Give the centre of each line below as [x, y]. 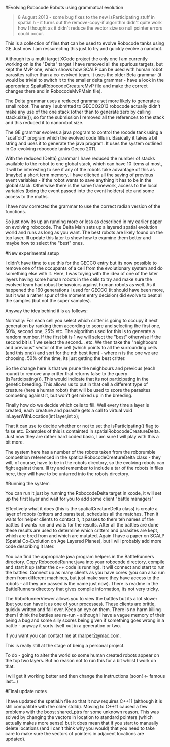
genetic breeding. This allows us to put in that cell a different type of [77, 384]
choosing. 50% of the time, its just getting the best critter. [65, 358]
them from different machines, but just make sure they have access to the [82, 578]
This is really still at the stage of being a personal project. [65, 645]
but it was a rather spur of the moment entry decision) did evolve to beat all [84, 295]
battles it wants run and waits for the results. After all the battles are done [82, 525]
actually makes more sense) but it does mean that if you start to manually [82, 723]
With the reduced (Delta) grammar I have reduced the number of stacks [80, 158]
